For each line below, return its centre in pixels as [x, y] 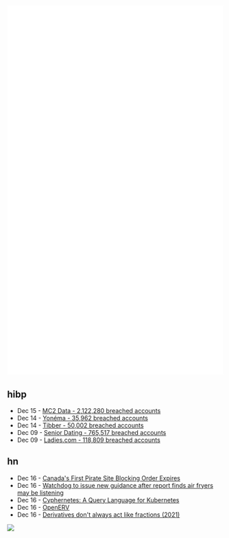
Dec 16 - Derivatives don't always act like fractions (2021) [98, 515]
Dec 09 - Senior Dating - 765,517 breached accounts [92, 432]
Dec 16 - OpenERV [43, 507]
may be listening [40, 493]
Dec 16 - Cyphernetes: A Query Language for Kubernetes [98, 500]
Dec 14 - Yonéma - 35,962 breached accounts [83, 418]
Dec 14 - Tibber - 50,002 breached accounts [80, 425]
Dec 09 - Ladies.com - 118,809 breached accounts [89, 440]
